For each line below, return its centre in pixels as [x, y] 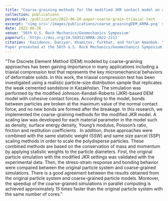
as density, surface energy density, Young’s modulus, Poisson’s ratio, [76, 125]
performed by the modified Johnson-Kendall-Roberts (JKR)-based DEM [79, 93]
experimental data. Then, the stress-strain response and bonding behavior [82, 162]
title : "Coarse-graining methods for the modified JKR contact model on [82, 10]
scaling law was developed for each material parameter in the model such [81, 119]
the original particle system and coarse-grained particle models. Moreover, [82, 178]
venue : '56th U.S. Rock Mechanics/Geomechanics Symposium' [68, 33]
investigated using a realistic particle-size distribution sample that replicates [84, 82]
